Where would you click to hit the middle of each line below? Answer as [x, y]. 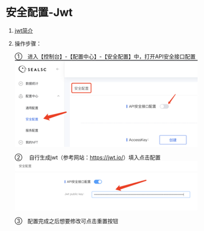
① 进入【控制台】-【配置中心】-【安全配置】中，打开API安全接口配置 [105, 56]
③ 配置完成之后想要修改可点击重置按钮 [66, 221]
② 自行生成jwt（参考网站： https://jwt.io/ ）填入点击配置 [87, 157]
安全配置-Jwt [39, 12]
